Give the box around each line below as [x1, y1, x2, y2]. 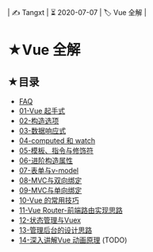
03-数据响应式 [18, 126, 67, 135]
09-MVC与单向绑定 [18, 186, 82, 195]
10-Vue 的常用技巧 [18, 196, 80, 205]
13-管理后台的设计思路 [18, 226, 93, 235]
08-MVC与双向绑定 [18, 176, 82, 185]
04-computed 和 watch [18, 136, 96, 145]
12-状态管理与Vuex [18, 215, 81, 225]
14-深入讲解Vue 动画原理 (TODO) [18, 235, 128, 245]
